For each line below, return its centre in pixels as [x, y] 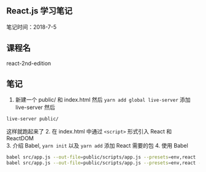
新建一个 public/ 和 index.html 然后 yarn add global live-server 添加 [103, 100]
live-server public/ [33, 119]
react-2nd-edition [29, 63]
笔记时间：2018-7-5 [32, 27]
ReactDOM [20, 138]
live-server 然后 [35, 107]
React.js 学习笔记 [39, 11]
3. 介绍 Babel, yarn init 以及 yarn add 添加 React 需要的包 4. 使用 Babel [97, 146]
